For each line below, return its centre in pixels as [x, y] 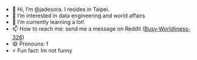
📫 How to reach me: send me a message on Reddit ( [78, 29]
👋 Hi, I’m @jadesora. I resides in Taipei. [61, 9]
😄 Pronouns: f [30, 44]
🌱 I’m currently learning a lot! [48, 22]
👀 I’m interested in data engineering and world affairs [78, 16]
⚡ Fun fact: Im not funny [42, 50]
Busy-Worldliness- [168, 29]
